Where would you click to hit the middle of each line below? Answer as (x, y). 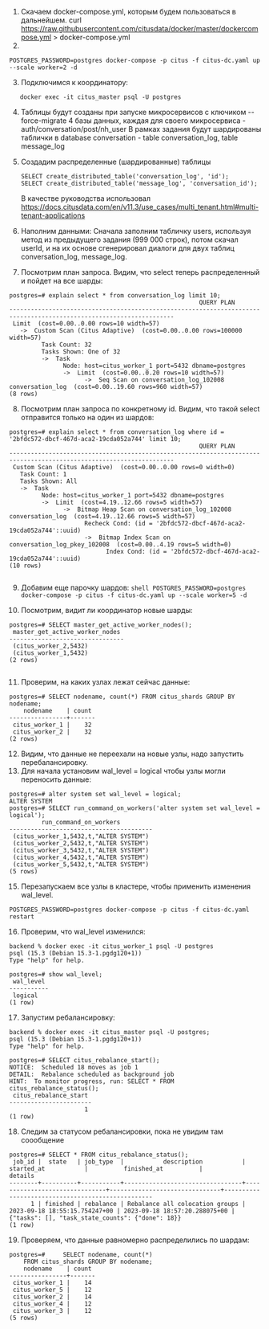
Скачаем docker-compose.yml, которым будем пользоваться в (128, 12)
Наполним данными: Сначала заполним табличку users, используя (136, 231)
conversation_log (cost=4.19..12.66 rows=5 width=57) (102, 517)
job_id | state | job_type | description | (129, 1162)
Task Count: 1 (43, 474)
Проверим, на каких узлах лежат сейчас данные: (105, 682)
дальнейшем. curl (51, 20)
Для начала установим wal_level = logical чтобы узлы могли (123, 771)
